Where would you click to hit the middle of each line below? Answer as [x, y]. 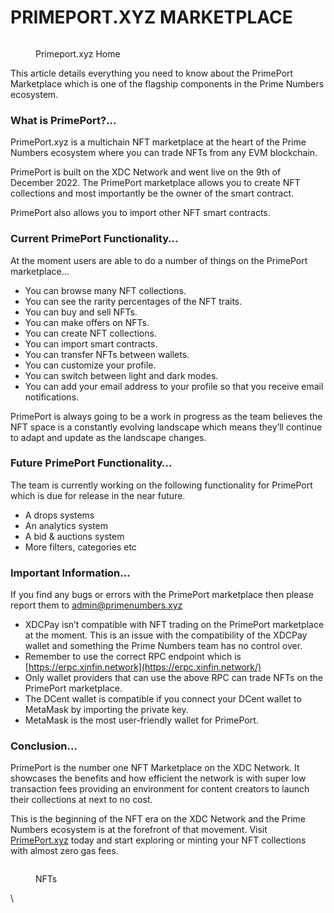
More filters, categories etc [80, 547]
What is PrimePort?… [63, 120]
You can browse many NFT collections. [105, 290]
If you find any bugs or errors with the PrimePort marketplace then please [162, 595]
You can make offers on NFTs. [87, 322]
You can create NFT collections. [90, 333]
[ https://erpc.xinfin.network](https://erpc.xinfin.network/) [143, 667]
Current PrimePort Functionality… [94, 239]
